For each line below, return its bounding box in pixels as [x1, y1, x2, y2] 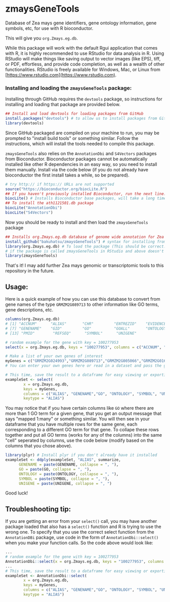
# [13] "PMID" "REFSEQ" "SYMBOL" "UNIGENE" [5, 331, 137, 336]
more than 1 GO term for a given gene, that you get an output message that [5, 410, 162, 416]
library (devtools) [5, 120, 44, 126]
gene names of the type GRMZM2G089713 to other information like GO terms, [5, 301, 159, 307]
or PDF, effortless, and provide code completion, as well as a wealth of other [5, 61, 165, 67]
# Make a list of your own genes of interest [5, 353, 103, 359]
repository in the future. [5, 268, 55, 274]
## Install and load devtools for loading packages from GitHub [5, 111, 144, 117]
